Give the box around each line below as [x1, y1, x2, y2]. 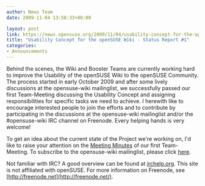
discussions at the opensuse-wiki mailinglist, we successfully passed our [6, 84, 190, 91]
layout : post [6, 26, 40, 32]
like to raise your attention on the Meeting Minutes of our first [6, 141, 160, 149]
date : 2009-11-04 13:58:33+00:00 [6, 15, 92, 21]
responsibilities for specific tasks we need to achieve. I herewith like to [6, 97, 184, 104]
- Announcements [6, 48, 48, 55]
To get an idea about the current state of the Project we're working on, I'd [6, 135, 191, 142]
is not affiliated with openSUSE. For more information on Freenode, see [6, 166, 185, 174]
